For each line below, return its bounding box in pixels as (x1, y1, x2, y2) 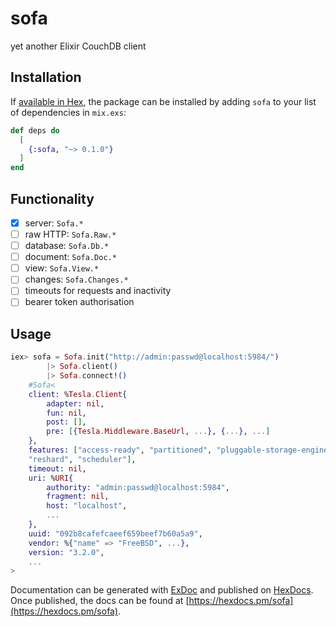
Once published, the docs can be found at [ (10, 595, 190, 607)
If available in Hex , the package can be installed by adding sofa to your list (10, 95, 317, 107)
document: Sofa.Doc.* (24, 251, 117, 263)
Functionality (10, 190, 95, 207)
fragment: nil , (46, 492, 110, 502)
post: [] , (46, 417, 87, 427)
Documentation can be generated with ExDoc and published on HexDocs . (10, 584, 314, 596)
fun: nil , (46, 408, 87, 418)
